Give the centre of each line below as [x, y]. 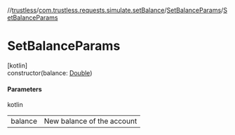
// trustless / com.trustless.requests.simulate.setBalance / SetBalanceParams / [115, 10]
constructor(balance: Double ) [50, 72]
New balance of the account [90, 121]
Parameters [25, 89]
